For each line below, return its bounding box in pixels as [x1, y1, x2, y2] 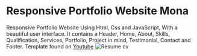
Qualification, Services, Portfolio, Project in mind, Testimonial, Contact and [6, 36, 191, 43]
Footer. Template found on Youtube [6, 43, 94, 50]
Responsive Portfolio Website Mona [6, 4, 189, 18]
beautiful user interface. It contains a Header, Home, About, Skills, [6, 30, 170, 37]
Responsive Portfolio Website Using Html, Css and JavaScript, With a [6, 24, 178, 31]
